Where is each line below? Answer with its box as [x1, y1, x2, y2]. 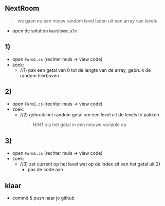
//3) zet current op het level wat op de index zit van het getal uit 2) [20, 161, 160, 167]
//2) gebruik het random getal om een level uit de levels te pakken [20, 112, 159, 118]
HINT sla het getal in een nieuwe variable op [32, 121, 127, 128]
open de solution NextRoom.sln [12, 28, 77, 34]
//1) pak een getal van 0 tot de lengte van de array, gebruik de [20, 67, 151, 73]
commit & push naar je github [12, 195, 75, 201]
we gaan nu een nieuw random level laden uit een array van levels [17, 17, 157, 24]
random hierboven [20, 72, 60, 78]
